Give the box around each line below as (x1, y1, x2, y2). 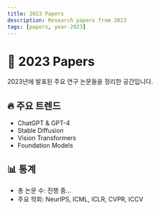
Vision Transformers (17, 134, 77, 142)
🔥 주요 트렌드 (7, 99, 61, 112)
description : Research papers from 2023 (7, 17, 127, 24)
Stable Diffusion (17, 127, 64, 135)
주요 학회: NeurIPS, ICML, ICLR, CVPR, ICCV (17, 195, 144, 203)
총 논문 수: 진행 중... (17, 186, 71, 195)
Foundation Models (17, 141, 74, 150)
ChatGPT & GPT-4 (17, 119, 70, 127)
